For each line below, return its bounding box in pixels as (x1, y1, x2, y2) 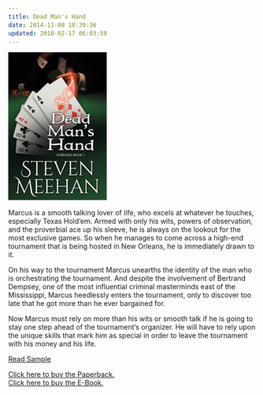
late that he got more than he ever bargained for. (8, 299, 165, 308)
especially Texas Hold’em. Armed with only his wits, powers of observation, (8, 217, 254, 226)
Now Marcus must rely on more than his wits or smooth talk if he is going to (8, 314, 254, 323)
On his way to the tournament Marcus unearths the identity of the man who (8, 265, 252, 275)
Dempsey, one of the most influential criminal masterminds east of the (8, 282, 236, 292)
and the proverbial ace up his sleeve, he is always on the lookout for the (8, 225, 242, 234)
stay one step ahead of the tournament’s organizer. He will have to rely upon (8, 322, 256, 332)
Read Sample (8, 355, 51, 364)
